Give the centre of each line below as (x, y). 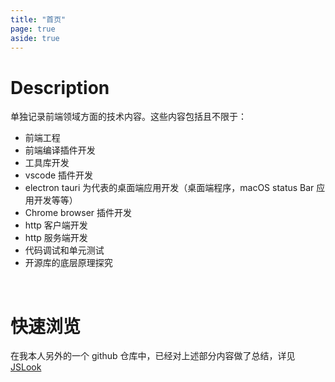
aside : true (35, 38)
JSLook (26, 367)
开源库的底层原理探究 (68, 263)
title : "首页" (38, 19)
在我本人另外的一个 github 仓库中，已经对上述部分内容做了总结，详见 (153, 356)
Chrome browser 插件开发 (78, 213)
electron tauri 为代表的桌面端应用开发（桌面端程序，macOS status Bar (169, 188)
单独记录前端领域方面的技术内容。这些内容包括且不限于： (128, 117)
